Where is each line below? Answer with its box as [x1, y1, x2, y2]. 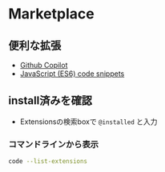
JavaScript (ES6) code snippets [19, 69, 125, 78]
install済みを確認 [8, 94, 92, 108]
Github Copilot [19, 61, 68, 70]
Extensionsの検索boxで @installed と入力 [19, 117, 158, 126]
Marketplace [8, 5, 95, 23]
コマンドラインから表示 [8, 138, 99, 150]
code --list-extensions [8, 158, 88, 166]
